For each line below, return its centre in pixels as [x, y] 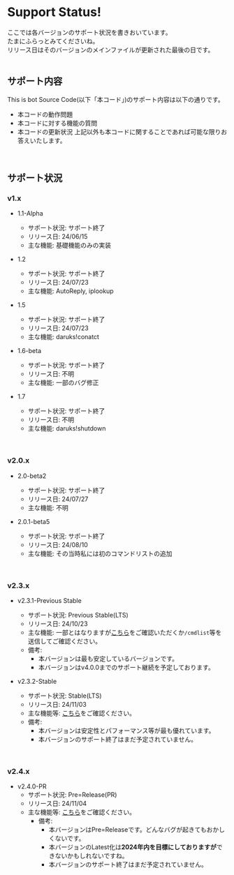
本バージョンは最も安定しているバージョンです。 [108, 659]
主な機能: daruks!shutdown [67, 428]
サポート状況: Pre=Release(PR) [72, 795]
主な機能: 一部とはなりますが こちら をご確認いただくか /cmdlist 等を [125, 633]
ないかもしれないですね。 [92, 856]
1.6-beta [29, 351]
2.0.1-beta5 [34, 521]
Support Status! [54, 12]
